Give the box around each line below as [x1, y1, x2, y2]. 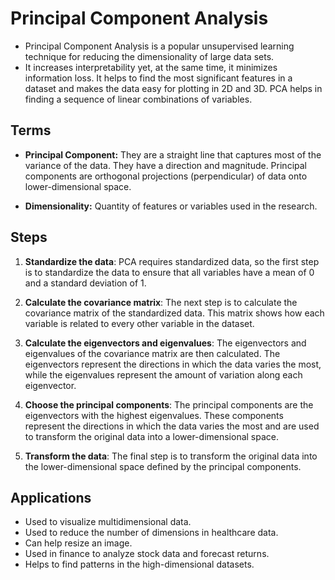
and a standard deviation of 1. [24, 277, 147, 289]
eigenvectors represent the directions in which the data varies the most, [24, 358, 322, 370]
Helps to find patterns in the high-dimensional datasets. [24, 558, 255, 571]
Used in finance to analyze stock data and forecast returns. [24, 548, 270, 560]
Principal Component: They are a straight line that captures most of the [24, 148, 322, 161]
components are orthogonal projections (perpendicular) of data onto [24, 170, 308, 182]
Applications [10, 489, 92, 506]
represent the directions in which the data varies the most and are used [24, 420, 320, 432]
